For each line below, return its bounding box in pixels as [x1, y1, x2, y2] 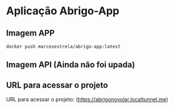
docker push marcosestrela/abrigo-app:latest [6, 43, 121, 49]
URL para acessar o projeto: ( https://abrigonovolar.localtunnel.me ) [6, 96, 169, 103]
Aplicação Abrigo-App [6, 4, 120, 18]
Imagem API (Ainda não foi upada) [6, 60, 135, 70]
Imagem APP [6, 28, 55, 38]
